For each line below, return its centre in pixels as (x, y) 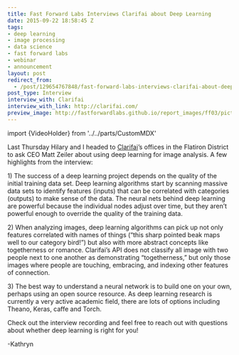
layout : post (27, 73)
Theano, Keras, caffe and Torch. (54, 309)
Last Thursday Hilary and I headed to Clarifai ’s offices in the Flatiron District (118, 147)
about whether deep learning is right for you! (73, 330)
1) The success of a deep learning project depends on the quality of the (112, 175)
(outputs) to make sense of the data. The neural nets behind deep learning (116, 198)
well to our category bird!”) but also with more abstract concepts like (108, 242)
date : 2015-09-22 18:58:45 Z (51, 21)
